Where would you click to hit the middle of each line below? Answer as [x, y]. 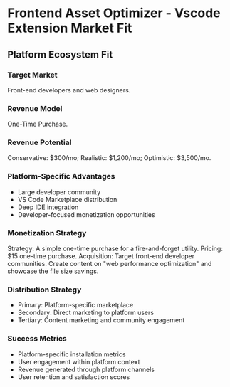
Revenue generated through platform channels [86, 369]
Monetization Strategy [47, 233]
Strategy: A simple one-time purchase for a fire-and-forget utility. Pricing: [115, 249]
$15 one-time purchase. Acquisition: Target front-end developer [101, 256]
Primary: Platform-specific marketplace [75, 305]
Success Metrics [37, 339]
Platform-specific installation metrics [72, 354]
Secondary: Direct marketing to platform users [86, 313]
